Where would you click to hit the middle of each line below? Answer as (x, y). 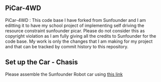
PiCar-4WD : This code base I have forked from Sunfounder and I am (76, 20)
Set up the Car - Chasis (42, 62)
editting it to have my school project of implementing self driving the (75, 25)
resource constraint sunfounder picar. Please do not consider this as (75, 31)
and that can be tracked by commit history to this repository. (67, 46)
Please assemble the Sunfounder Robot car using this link (64, 74)
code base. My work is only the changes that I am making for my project (79, 41)
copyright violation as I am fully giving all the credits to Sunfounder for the (81, 36)
